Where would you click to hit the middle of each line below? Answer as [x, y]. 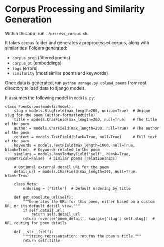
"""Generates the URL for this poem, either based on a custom [89, 201]
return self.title [41, 240]
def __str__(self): [34, 232]
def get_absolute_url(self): [44, 197]
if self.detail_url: [44, 210]
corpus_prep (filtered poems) [41, 57]
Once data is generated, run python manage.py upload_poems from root [76, 83]
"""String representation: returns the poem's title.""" [82, 236]
